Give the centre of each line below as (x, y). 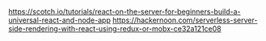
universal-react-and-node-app (59, 20)
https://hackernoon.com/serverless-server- (185, 20)
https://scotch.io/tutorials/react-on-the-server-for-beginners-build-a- (125, 12)
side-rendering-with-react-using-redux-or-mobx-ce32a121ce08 (115, 29)
